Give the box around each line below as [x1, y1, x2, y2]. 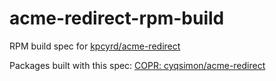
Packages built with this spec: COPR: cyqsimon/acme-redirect [9, 59, 266, 71]
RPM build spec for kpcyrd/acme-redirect [9, 40, 181, 52]
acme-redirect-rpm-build [9, 7, 225, 30]
